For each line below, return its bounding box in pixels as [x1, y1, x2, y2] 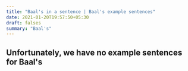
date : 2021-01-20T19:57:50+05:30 [6, 14, 89, 20]
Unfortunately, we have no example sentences [6, 47, 183, 57]
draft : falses [6, 20, 42, 26]
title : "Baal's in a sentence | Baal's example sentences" [6, 8, 156, 15]
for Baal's [6, 57, 43, 67]
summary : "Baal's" [6, 25, 52, 32]
